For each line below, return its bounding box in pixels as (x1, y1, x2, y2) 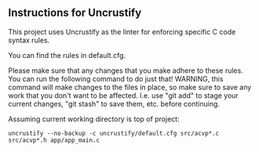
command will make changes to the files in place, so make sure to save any (8, 82, 252, 92)
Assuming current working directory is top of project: (8, 114, 180, 124)
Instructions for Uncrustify (8, 6, 142, 20)
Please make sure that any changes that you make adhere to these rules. (8, 66, 243, 75)
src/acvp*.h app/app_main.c (8, 136, 100, 144)
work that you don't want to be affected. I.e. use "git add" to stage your (8, 90, 239, 100)
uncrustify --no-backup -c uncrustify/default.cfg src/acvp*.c (8, 129, 220, 137)
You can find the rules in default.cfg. (8, 50, 126, 60)
